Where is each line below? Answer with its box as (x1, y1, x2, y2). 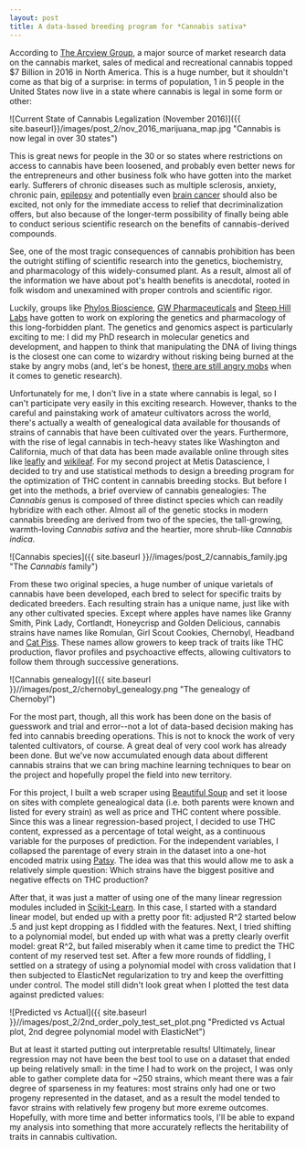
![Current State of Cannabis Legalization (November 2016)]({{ (9, 113, 241, 124)
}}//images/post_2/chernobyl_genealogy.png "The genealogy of (9, 683, 251, 694)
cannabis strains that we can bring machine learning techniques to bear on (9, 759, 291, 770)
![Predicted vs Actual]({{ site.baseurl (9, 1007, 148, 1017)
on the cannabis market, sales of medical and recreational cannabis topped (9, 57, 293, 68)
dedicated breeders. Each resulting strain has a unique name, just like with (9, 597, 290, 608)
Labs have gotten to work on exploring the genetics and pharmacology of (9, 311, 286, 322)
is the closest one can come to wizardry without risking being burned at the (9, 351, 294, 362)
